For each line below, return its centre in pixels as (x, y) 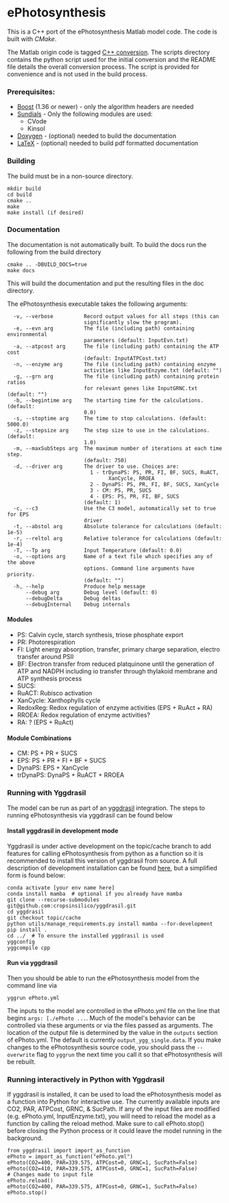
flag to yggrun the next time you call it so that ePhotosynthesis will (130, 1054)
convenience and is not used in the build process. (77, 74)
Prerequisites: (31, 92)
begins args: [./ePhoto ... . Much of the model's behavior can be (101, 1018)
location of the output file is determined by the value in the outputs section (112, 1032)
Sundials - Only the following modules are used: (85, 114)
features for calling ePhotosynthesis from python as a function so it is (105, 853)
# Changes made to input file (50, 1175)
